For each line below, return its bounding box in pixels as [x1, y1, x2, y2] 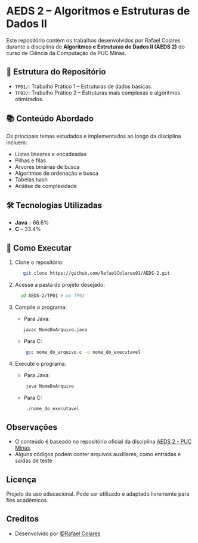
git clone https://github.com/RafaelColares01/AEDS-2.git [23, 271, 171, 277]
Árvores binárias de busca [14, 163, 80, 170]
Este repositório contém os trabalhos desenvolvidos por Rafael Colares [6, 37, 181, 44]
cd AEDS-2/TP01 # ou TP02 [20, 293, 85, 299]
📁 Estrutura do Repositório [6, 67, 106, 77]
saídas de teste [14, 457, 52, 465]
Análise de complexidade [14, 182, 78, 189]
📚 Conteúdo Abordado [6, 114, 94, 124]
